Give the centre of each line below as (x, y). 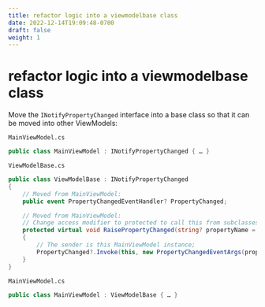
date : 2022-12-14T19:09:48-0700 (61, 23)
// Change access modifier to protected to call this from (121, 223)
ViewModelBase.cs (37, 166)
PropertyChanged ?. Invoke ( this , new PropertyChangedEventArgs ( (141, 252)
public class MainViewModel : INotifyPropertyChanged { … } (109, 152)
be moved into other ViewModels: (63, 124)
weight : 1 (24, 37)
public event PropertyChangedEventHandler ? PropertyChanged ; (125, 202)
